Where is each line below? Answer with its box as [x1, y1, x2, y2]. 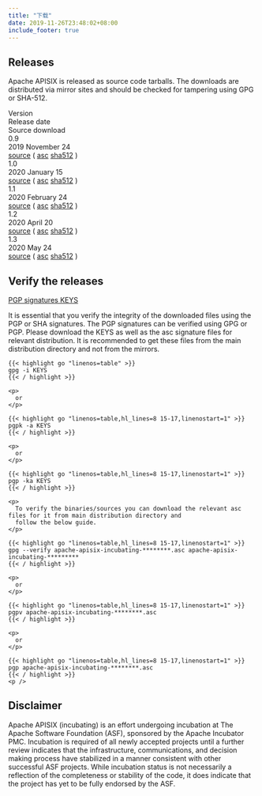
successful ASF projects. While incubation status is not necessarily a [8, 762, 232, 771]
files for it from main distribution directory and [8, 511, 182, 519]
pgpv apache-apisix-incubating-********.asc [8, 609, 157, 617]
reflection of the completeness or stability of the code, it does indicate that [8, 770, 251, 779]
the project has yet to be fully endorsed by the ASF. [8, 779, 176, 788]
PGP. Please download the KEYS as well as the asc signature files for [8, 327, 233, 337]
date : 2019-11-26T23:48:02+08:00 [8, 19, 118, 27]
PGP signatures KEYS [8, 296, 79, 304]
